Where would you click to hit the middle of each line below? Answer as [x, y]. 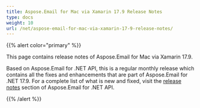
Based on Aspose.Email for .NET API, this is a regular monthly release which [100, 69]
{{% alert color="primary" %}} [44, 45]
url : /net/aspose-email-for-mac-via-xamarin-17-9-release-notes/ [89, 28]
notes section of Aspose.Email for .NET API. [60, 88]
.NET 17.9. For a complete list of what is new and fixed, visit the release [94, 81]
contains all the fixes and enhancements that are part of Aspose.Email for [97, 75]
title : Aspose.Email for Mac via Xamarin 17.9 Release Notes [84, 12]
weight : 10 [20, 23]
